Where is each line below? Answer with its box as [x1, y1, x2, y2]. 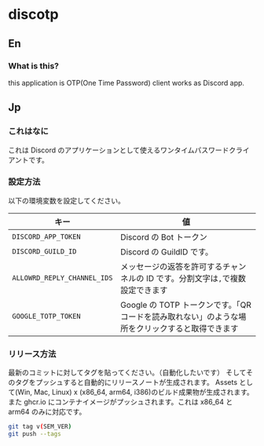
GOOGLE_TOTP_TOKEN [12, 312, 81, 320]
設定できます [120, 284, 168, 295]
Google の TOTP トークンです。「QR [120, 299, 251, 310]
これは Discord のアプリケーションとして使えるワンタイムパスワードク [8, 145, 236, 155]
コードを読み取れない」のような [120, 311, 239, 322]
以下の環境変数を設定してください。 [8, 196, 126, 205]
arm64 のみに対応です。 [8, 407, 86, 417]
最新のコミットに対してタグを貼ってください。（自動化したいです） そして [8, 367, 247, 378]
